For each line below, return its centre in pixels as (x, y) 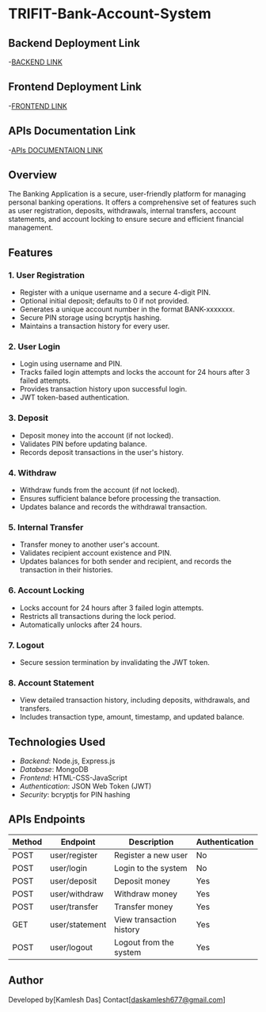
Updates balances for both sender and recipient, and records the (125, 561)
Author (26, 981)
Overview (33, 175)
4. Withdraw (32, 472)
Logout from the (144, 942)
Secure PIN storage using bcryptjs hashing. (91, 318)
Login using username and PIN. (71, 364)
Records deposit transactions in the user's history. (102, 452)
